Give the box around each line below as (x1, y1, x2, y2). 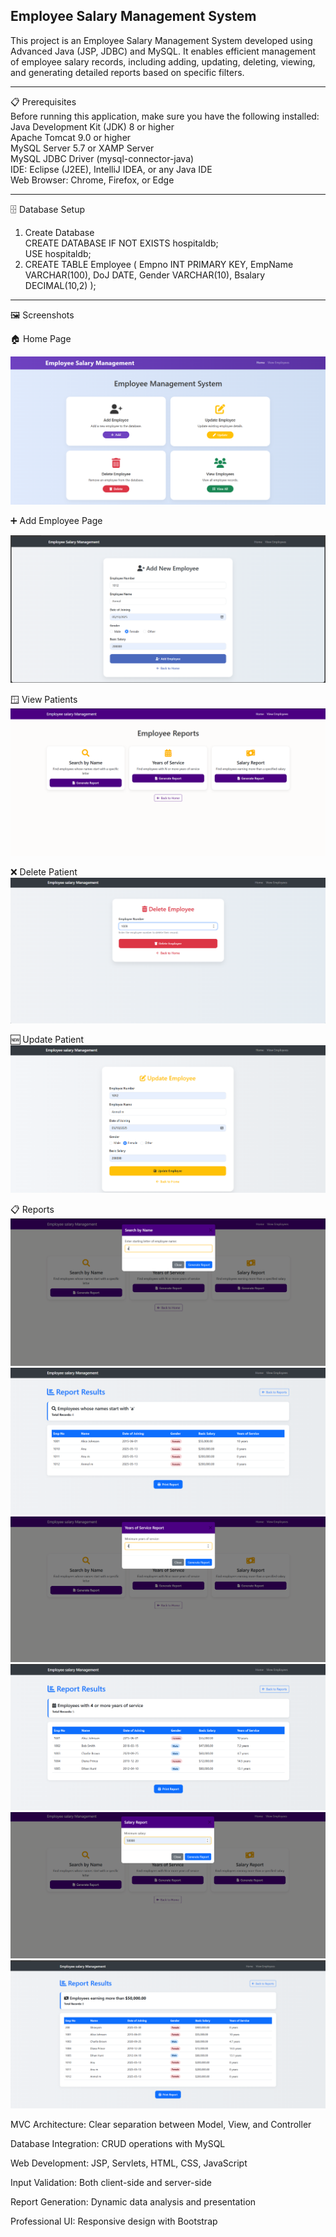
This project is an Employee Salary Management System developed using (10, 34, 313, 46)
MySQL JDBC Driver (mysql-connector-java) (10, 152, 195, 164)
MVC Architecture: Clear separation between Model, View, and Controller (10, 2118, 312, 2130)
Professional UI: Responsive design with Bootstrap (10, 2215, 218, 2227)
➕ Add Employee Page (10, 514, 103, 526)
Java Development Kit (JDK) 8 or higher (10, 120, 175, 133)
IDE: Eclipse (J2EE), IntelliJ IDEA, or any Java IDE (10, 163, 213, 175)
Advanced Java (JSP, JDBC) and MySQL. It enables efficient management (10, 45, 317, 57)
